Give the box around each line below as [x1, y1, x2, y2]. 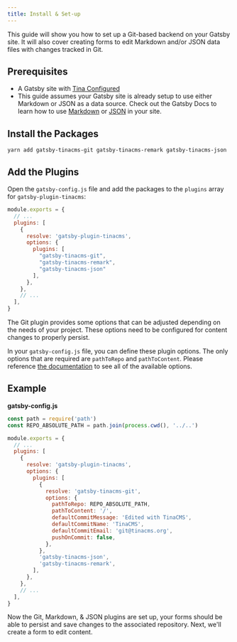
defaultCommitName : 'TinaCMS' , [52, 520, 144, 528]
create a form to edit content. [7, 628, 93, 636]
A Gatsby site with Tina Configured [17, 85, 121, 93]
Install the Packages [7, 127, 99, 139]
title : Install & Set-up [7, 10, 81, 18]
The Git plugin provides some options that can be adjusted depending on [7, 318, 221, 327]
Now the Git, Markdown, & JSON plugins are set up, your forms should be [7, 613, 223, 621]
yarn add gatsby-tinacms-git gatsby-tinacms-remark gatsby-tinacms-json [7, 146, 227, 154]
